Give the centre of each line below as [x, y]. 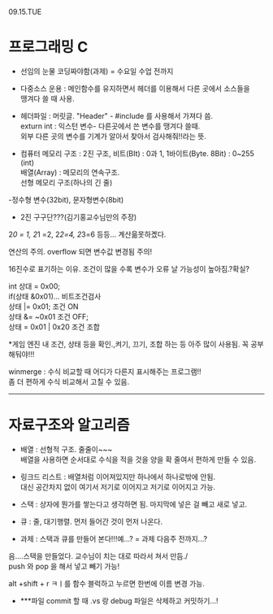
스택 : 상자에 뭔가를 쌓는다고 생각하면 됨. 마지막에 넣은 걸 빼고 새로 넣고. [134, 504]
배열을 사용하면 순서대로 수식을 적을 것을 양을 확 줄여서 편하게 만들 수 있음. [138, 459]
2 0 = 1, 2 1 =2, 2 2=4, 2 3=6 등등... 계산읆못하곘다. [87, 234]
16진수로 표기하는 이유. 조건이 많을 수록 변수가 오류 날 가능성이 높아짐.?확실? [129, 268]
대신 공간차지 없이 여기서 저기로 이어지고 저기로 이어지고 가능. [118, 486]
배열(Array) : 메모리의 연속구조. [70, 172]
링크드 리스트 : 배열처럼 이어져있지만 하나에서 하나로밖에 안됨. [118, 477]
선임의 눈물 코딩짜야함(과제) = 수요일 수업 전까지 [97, 71]
